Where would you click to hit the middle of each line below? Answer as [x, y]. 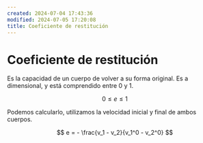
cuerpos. [20, 119]
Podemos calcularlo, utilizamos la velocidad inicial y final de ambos [102, 112]
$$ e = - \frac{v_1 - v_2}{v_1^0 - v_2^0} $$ [115, 133]
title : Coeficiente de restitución [58, 26]
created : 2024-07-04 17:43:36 [50, 13]
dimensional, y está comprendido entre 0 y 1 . [70, 86]
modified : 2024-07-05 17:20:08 [52, 20]
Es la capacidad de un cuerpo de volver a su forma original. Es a [98, 78]
